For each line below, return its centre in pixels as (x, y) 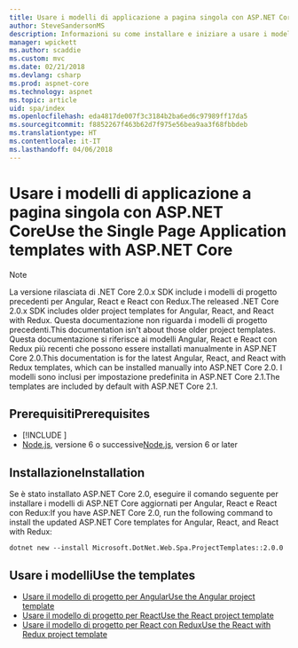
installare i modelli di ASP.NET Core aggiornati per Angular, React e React (143, 503)
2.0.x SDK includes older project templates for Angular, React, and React (142, 311)
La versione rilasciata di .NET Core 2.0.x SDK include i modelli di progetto (143, 292)
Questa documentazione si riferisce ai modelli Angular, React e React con (143, 339)
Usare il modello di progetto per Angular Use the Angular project (138, 597)
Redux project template (65, 634)
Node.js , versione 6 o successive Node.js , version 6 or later (129, 445)
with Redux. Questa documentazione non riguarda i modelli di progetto (138, 320)
